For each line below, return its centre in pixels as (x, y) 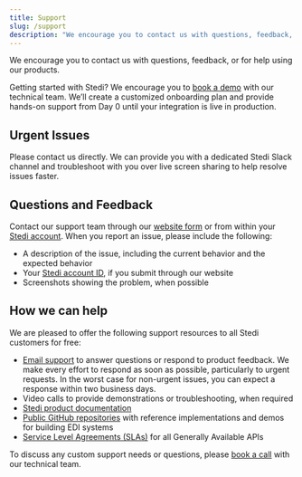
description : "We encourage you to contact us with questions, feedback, (151, 34)
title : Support (38, 18)
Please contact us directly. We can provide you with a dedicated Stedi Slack (151, 157)
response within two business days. (89, 388)
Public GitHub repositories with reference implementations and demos (153, 417)
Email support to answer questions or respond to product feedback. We (156, 359)
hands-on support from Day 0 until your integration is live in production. (143, 107)
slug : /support (38, 26)
